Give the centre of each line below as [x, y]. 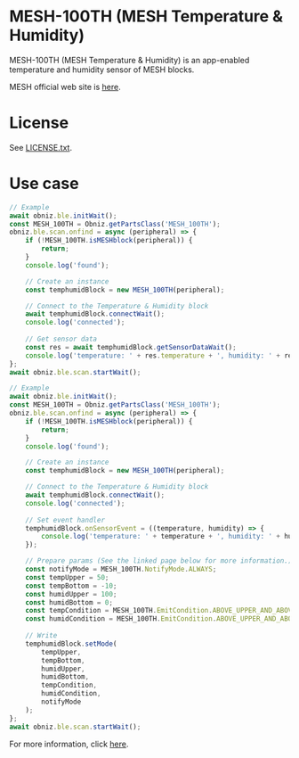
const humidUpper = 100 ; [71, 594]
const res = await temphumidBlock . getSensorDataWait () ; [131, 347]
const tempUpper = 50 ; [67, 577]
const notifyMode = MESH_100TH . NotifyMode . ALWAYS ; [121, 569]
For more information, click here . [69, 744]
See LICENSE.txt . [41, 147]
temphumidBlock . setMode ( [71, 644]
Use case [44, 184]
